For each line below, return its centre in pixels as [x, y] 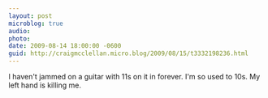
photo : [19, 38]
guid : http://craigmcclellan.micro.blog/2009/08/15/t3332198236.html [129, 53]
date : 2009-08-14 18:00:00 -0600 [65, 46]
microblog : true [36, 23]
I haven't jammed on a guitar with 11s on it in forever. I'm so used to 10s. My [134, 77]
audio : [19, 31]
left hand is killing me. [45, 85]
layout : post [30, 16]
